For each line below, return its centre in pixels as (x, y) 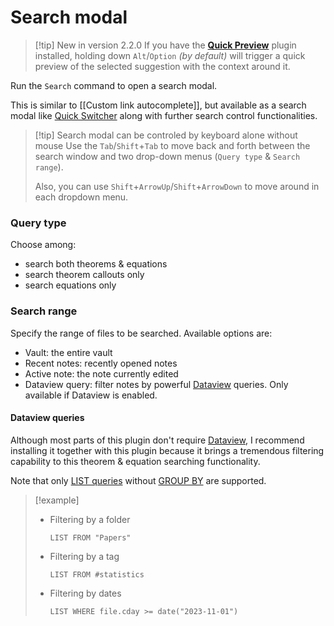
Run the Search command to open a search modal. (114, 85)
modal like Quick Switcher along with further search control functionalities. (164, 115)
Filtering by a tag (84, 556)
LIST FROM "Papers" (90, 537)
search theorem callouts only (84, 275)
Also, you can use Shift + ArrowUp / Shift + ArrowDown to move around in (177, 186)
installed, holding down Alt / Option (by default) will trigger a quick (170, 55)
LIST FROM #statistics (97, 574)
